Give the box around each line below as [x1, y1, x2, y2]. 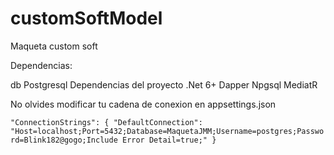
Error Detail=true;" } [121, 135, 217, 145]
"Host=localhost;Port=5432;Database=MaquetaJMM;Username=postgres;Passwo [10, 126, 325, 136]
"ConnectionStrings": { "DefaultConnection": [10, 117, 203, 127]
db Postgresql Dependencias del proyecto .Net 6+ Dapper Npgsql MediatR [10, 78, 318, 91]
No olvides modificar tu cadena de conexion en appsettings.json [10, 98, 277, 110]
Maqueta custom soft [10, 40, 98, 52]
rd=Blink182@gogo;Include [10, 135, 118, 145]
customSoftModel [10, 7, 163, 30]
